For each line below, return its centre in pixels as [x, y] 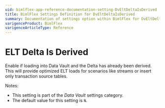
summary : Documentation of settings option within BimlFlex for [72, 19]
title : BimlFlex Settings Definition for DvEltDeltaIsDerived [70, 14]
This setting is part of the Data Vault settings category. [68, 95]
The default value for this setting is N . [50, 101]
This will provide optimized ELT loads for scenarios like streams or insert [78, 71]
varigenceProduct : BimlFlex [34, 23]
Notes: [12, 86]
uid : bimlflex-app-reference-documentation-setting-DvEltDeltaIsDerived [81, 10]
